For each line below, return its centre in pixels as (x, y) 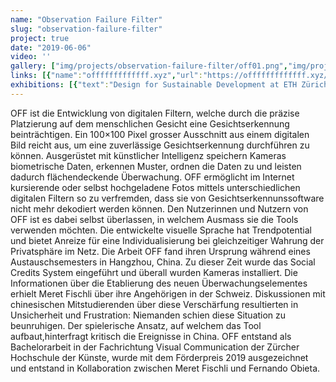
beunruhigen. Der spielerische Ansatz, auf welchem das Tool (136, 325)
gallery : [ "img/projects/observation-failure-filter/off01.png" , (149, 66)
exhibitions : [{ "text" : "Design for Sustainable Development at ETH (154, 85)
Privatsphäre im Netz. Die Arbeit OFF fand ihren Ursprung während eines (160, 251)
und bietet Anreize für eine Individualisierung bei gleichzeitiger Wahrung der (167, 240)
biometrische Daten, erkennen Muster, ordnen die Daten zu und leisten (156, 166)
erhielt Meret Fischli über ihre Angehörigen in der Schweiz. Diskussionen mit (168, 293)
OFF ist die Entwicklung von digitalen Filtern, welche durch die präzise (155, 113)
